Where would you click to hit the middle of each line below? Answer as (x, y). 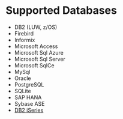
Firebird (24, 33)
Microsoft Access (36, 46)
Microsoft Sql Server (40, 59)
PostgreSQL (29, 84)
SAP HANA (28, 97)
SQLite (22, 91)
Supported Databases (61, 11)
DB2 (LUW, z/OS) (36, 27)
